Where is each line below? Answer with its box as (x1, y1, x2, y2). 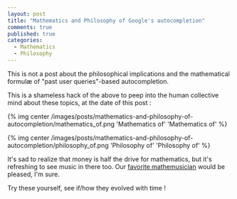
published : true (7, 30, 56, 38)
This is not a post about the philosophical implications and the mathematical (7, 69, 230, 78)
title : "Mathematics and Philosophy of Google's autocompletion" (7, 17, 205, 24)
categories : (7, 37, 43, 44)
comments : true (7, 23, 53, 31)
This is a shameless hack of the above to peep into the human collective (7, 90, 219, 99)
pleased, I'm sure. (7, 170, 60, 178)
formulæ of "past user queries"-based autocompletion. (7, 77, 169, 85)
